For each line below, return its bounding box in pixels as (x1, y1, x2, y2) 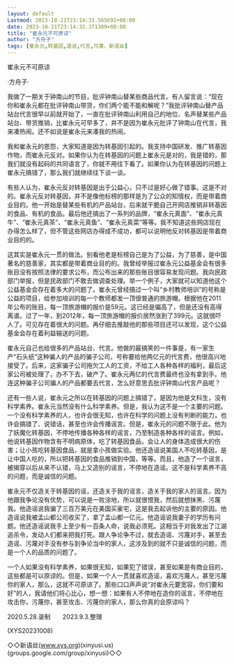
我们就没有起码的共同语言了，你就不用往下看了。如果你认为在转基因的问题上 (7, 160, 227, 168)
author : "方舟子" (7, 36, 54, 43)
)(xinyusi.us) (77, 641, 114, 649)
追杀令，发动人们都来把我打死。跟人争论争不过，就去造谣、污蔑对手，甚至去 (7, 531, 227, 538)
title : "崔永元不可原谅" (7, 29, 72, 37)
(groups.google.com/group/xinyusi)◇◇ (7, 649, 123, 657)
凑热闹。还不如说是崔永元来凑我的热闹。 (13, 127, 130, 135)
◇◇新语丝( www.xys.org (7, 641, 79, 649)
